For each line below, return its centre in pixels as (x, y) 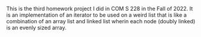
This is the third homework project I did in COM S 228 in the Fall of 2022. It (100, 9)
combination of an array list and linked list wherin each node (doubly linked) (101, 21)
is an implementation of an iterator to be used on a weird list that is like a (97, 15)
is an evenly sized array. (36, 27)
